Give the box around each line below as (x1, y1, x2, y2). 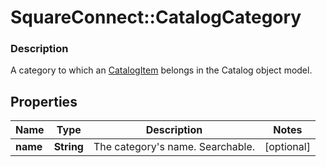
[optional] (264, 140, 311, 154)
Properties (10, 93, 78, 110)
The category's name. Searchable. (93, 140, 256, 154)
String (53, 140, 84, 154)
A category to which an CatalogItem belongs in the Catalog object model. (10, 64, 313, 76)
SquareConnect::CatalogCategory (10, 6, 302, 29)
